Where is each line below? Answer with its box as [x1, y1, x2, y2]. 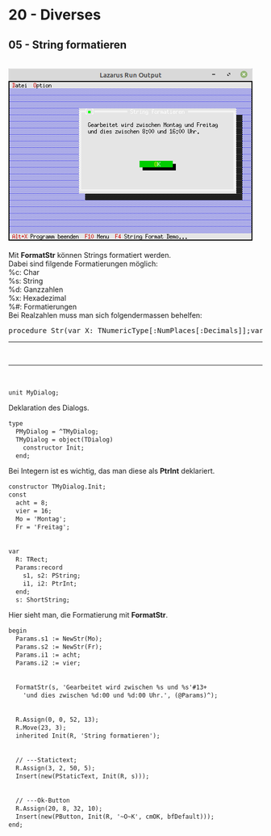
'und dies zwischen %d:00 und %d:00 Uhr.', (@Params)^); [23, 691, 219, 699]
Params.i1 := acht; [15, 651, 81, 659]
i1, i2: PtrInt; [23, 580, 78, 588]
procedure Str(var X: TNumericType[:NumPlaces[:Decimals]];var [8, 326, 264, 335]
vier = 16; [15, 507, 52, 515]
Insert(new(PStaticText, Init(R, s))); [15, 772, 150, 780]
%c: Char [8, 268, 40, 277]
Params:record [15, 564, 63, 572]
